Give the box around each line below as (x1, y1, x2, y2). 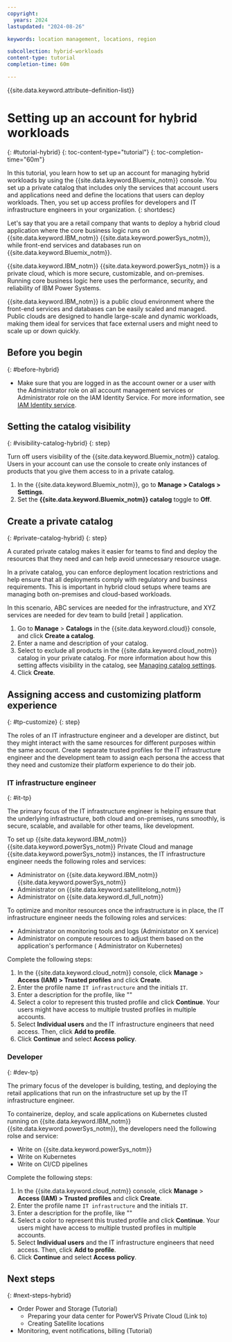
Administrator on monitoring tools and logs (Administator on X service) (17, 927, 220, 935)
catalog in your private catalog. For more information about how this (17, 654, 212, 662)
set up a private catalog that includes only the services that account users (7, 183, 219, 191)
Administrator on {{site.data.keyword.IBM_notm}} (17, 871, 158, 879)
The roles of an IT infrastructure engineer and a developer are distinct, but (7, 732, 220, 740)
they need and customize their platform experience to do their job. (7, 761, 196, 769)
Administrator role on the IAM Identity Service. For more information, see (17, 393, 225, 402)
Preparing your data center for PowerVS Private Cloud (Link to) (27, 1312, 208, 1321)
